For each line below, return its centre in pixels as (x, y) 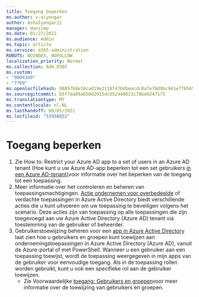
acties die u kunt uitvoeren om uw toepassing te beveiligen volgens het (101, 206)
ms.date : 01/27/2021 (32, 34)
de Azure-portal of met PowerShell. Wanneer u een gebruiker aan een (100, 250)
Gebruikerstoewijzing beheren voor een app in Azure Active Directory (99, 231)
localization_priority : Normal (45, 61)
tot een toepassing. (38, 180)
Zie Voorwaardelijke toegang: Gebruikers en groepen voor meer (100, 281)
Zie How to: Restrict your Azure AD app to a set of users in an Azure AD (102, 162)
